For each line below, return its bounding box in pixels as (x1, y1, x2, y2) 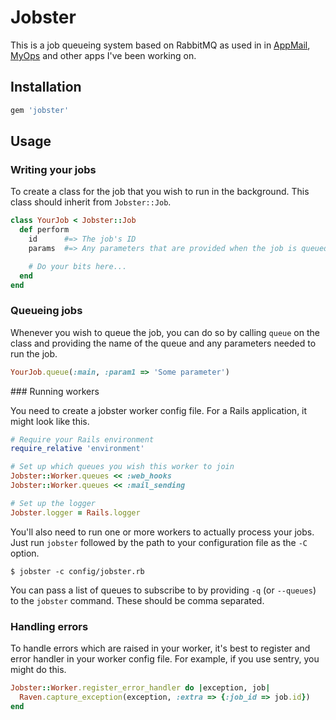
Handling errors (10, 619, 89, 633)
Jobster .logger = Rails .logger (10, 507, 141, 518)
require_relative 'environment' (10, 444, 145, 454)
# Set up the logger (10, 498, 97, 508)
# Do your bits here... (28, 261, 128, 271)
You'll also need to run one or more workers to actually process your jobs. (10, 526, 315, 538)
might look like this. (10, 415, 90, 427)
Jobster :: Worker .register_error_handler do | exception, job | (10, 683, 271, 693)
